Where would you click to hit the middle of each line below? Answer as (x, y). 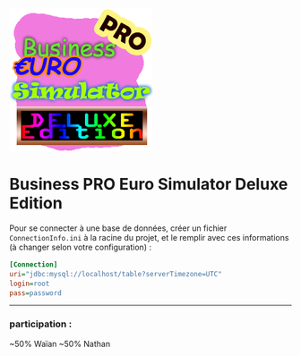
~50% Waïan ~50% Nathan (60, 343)
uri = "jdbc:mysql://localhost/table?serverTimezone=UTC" (116, 274)
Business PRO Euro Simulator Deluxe (149, 185)
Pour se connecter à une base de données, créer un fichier (118, 228)
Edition (36, 203)
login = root (30, 284)
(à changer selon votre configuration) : (81, 247)
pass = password (36, 293)
